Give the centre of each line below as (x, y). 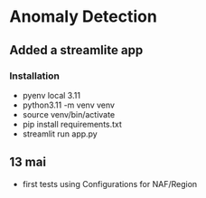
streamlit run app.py (60, 134)
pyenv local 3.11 (51, 95)
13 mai (28, 162)
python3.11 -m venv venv (69, 105)
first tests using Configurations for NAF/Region (110, 184)
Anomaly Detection (84, 17)
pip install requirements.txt (72, 124)
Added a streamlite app (76, 50)
